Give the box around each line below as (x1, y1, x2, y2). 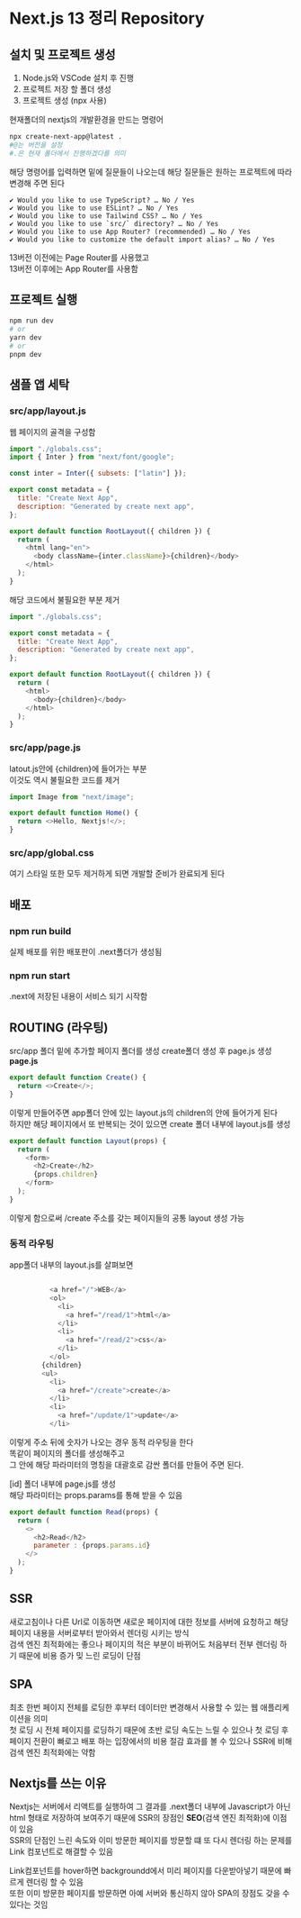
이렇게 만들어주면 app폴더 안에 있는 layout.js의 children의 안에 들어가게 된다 (9, 1107, 279, 1118)
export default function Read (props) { (9, 1507, 159, 1516)
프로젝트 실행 (9, 292, 78, 307)
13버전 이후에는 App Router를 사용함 (9, 263, 139, 274)
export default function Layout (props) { (9, 1136, 167, 1145)
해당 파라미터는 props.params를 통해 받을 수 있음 (9, 1489, 183, 1500)
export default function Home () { (9, 808, 139, 818)
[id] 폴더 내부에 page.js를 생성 (9, 1478, 117, 1489)
